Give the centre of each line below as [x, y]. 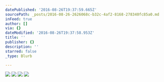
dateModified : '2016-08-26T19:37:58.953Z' [50, 33]
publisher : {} [20, 42]
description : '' [22, 47]
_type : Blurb [19, 56]
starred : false [21, 51]
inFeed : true [19, 19]
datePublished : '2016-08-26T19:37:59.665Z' [51, 10]
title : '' [15, 38]
